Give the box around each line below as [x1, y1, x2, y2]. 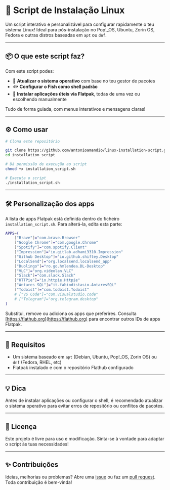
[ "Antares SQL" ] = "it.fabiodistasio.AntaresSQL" [14, 283, 116, 288]
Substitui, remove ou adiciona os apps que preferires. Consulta [5, 310, 137, 317]
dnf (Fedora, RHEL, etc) [12, 359, 62, 366]
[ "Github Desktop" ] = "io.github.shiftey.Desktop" [14, 254, 119, 259]
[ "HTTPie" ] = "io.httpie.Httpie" [14, 278, 80, 283]
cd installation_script [5, 153, 56, 158]
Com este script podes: [5, 68, 54, 74]
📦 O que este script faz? [5, 52, 85, 61]
